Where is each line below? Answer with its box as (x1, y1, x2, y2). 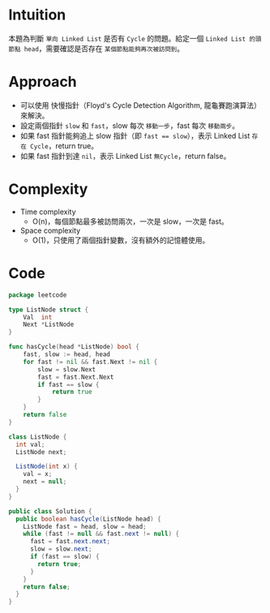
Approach (8, 73, 77, 91)
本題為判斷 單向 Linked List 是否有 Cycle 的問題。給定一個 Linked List (8, 33, 246, 43)
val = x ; (23, 470, 53, 478)
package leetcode (8, 290, 67, 299)
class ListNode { (8, 432, 67, 441)
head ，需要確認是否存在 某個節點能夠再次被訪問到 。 (24, 43, 185, 54)
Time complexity (19, 207, 76, 216)
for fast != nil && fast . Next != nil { (23, 358, 158, 366)
